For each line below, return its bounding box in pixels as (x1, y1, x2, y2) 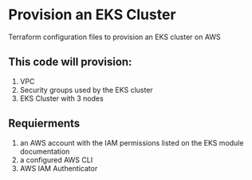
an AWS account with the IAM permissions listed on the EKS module (19, 138, 244, 147)
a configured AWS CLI (19, 154, 93, 165)
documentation (19, 146, 70, 156)
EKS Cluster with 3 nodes (19, 94, 104, 103)
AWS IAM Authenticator (19, 163, 98, 173)
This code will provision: (8, 55, 132, 69)
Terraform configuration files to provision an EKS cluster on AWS (8, 32, 221, 42)
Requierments (8, 117, 81, 130)
